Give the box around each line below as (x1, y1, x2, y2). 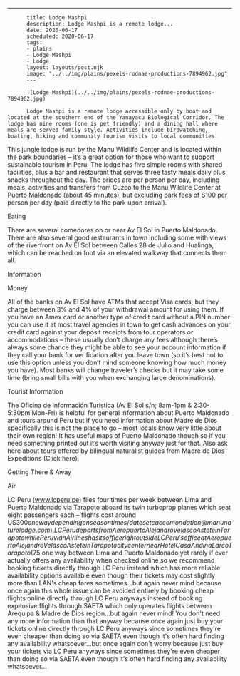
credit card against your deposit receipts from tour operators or (7, 328, 194, 336)
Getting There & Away (7, 468, 72, 476)
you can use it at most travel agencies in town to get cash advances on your (7, 320, 231, 329)
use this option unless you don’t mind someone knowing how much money (7, 358, 226, 367)
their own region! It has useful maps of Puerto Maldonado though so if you (7, 431, 226, 439)
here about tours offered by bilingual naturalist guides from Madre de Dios (7, 446, 225, 455)
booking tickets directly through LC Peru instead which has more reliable (7, 564, 221, 572)
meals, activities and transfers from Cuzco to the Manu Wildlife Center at (7, 183, 221, 191)
